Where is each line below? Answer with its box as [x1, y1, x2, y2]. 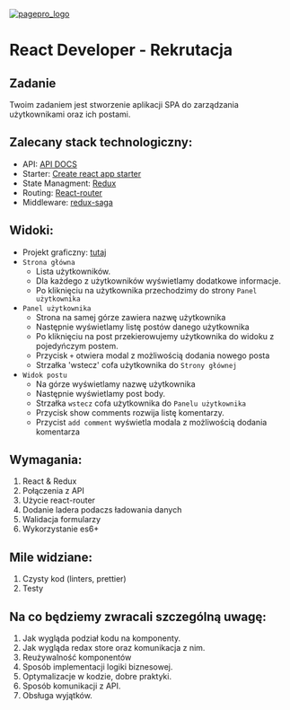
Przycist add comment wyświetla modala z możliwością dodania [35, 416, 268, 427]
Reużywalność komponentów [22, 652, 132, 663]
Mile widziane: [9, 549, 92, 565]
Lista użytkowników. [35, 266, 110, 276]
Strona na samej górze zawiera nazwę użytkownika [35, 311, 226, 322]
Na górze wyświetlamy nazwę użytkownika [35, 378, 196, 390]
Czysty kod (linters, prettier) [22, 574, 127, 584]
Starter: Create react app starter [22, 168, 142, 179]
